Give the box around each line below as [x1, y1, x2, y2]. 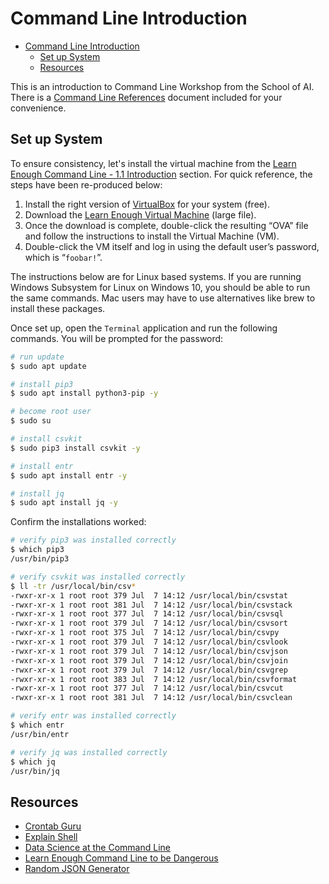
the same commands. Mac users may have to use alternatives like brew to [10, 292, 316, 304]
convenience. [10, 102, 67, 114]
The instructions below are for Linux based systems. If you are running [10, 270, 302, 282]
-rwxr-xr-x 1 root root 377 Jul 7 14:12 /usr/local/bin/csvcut [10, 683, 284, 694]
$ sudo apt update [10, 361, 87, 371]
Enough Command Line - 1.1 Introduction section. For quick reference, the [10, 168, 313, 180]
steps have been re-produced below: [10, 178, 163, 191]
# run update [10, 352, 65, 362]
